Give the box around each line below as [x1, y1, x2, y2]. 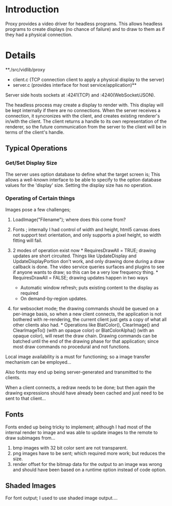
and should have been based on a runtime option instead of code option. [12, 466, 166, 473]
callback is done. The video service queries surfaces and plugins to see [12, 264, 165, 270]
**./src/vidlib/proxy [5, 66, 46, 72]
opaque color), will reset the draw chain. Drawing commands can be [12, 332, 157, 339]
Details [5, 50, 36, 61]
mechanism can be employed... [5, 359, 72, 365]
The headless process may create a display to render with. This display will [5, 102, 164, 108]
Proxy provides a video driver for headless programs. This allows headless [5, 21, 163, 27]
